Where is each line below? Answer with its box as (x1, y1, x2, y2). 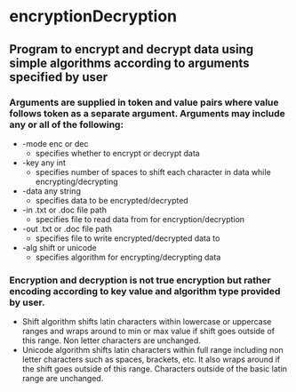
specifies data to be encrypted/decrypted (35, 195, 188, 205)
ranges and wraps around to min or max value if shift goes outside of (21, 326, 276, 337)
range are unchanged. (21, 373, 104, 384)
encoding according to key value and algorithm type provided (9, 284, 281, 297)
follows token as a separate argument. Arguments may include (9, 107, 286, 119)
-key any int (21, 157, 67, 168)
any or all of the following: (9, 118, 124, 131)
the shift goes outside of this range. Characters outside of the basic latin (21, 364, 287, 374)
